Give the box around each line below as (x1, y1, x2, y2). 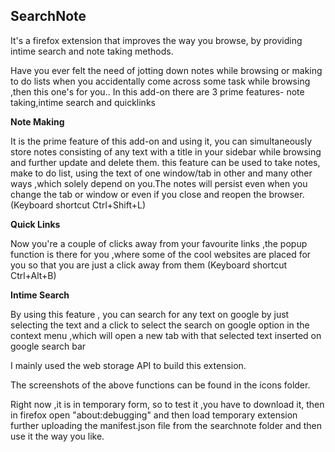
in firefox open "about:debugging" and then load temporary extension (10, 409, 298, 421)
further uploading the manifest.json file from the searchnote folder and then (10, 419, 322, 431)
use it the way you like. (10, 430, 105, 442)
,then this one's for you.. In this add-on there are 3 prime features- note (10, 85, 305, 98)
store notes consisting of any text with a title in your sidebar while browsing (10, 145, 322, 158)
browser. (268, 188, 305, 200)
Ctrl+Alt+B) (10, 269, 57, 281)
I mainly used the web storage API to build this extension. (10, 359, 247, 371)
